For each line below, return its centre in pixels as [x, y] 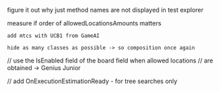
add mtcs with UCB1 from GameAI [53, 36]
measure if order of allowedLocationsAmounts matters [84, 23]
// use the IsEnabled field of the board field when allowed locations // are [110, 60]
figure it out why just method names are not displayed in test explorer [106, 10]
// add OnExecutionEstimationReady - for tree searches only [92, 81]
